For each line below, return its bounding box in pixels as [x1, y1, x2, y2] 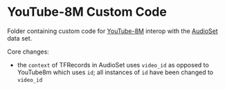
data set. [7, 34, 33, 42]
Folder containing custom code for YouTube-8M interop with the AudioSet [7, 27, 218, 35]
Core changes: [7, 47, 50, 56]
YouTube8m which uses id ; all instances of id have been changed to [17, 68, 213, 76]
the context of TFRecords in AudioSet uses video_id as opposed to [17, 60, 209, 69]
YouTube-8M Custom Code [7, 4, 168, 20]
